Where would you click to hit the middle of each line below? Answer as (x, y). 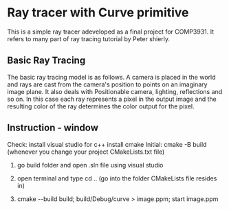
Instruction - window (53, 128)
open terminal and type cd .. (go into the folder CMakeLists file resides (117, 178)
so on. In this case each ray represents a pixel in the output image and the (112, 99)
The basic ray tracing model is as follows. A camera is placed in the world (111, 77)
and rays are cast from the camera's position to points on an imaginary (107, 84)
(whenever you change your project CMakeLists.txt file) (86, 152)
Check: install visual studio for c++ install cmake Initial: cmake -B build (107, 144)
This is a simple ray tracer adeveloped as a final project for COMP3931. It (111, 32)
